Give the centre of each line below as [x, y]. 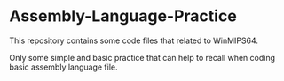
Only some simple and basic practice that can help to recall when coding [142, 57]
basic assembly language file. [63, 67]
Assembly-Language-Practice [123, 16]
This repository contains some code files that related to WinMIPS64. [134, 40]
